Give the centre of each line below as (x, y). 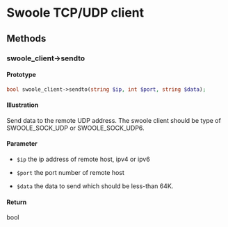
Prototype (21, 75)
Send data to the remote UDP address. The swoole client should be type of (114, 120)
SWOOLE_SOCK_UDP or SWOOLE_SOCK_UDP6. (75, 128)
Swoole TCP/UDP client (75, 13)
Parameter (22, 144)
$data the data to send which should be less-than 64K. (95, 186)
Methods (26, 39)
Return (17, 202)
